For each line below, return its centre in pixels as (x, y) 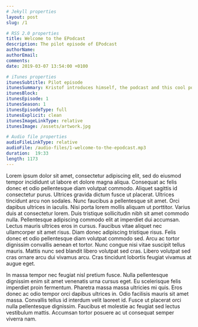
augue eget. (21, 263)
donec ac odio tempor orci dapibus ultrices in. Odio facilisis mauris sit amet (98, 293)
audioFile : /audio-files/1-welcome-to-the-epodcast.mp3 (76, 148)
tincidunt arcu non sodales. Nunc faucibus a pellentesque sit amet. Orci (93, 201)
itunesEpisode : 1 (27, 99)
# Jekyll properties (32, 12)
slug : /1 (17, 22)
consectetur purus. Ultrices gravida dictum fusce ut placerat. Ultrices (90, 194)
